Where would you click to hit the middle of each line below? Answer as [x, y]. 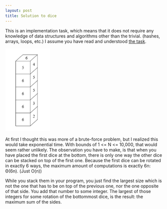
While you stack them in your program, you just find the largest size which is [83, 181]
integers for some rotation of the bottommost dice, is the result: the [74, 197]
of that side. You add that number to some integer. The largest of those [78, 191]
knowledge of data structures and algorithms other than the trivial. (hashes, [83, 36]
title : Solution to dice [31, 16]
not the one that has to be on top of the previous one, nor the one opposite [82, 186]
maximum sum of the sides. [34, 202]
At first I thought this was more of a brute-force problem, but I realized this [82, 139]
